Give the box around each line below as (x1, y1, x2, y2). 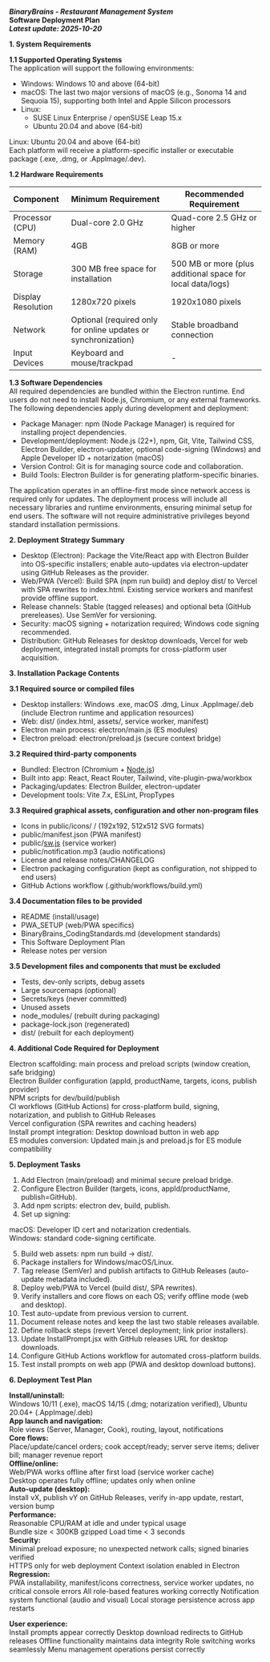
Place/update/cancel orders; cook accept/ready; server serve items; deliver (9, 1442, 260, 1451)
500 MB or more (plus (171, 258, 255, 269)
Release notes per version (20, 946, 107, 955)
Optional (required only (71, 314, 159, 325)
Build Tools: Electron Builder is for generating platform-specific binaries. (20, 470, 260, 479)
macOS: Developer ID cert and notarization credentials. (9, 1225, 191, 1234)
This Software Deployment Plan (20, 938, 126, 946)
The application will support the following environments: (9, 63, 195, 73)
